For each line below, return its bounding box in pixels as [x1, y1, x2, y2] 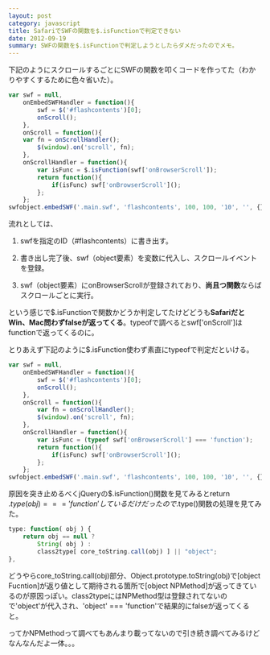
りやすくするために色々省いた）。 [8, 75, 118, 85]
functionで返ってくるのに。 [8, 328, 99, 338]
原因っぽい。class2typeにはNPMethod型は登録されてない [29, 591, 221, 600]
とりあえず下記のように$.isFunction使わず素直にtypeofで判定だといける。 [8, 345, 254, 354]
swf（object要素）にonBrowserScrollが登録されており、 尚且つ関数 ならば [19, 280, 263, 290]
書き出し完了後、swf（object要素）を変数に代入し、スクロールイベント [19, 253, 257, 263]
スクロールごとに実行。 [19, 291, 98, 301]
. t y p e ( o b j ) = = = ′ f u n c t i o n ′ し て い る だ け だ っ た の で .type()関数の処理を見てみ [8, 499, 262, 508]
